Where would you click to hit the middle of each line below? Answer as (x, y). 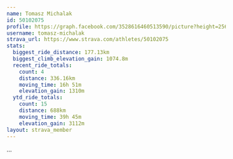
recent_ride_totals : (42, 65)
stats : (16, 46)
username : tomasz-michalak (46, 33)
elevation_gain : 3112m (52, 123)
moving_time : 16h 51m (50, 85)
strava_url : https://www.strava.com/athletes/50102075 (88, 40)
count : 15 (33, 104)
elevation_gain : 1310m (52, 91)
